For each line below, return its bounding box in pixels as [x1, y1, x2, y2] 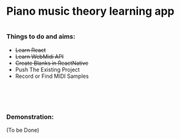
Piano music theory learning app [6, 4, 175, 18]
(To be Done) [6, 127, 40, 134]
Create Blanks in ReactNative [15, 59, 88, 67]
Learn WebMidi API [15, 53, 64, 60]
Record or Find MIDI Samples [15, 72, 89, 80]
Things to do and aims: [6, 32, 76, 41]
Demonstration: [6, 112, 54, 121]
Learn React [15, 46, 46, 53]
